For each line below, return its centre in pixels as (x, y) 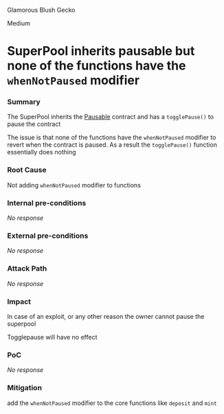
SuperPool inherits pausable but (101, 51)
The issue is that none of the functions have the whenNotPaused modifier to (112, 138)
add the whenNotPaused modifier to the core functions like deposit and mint (112, 403)
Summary (24, 102)
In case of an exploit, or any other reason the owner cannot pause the (106, 316)
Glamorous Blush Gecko (41, 10)
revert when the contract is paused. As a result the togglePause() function (112, 145)
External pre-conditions (48, 236)
